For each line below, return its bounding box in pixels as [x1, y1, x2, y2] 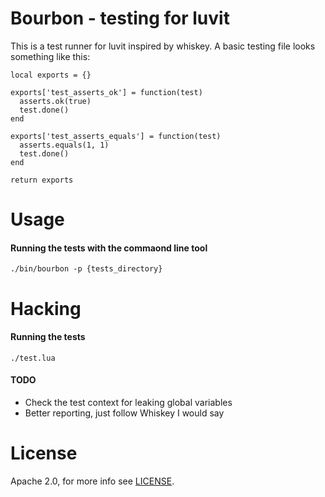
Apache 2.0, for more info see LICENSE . [10, 475, 175, 487]
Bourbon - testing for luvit [10, 7, 230, 30]
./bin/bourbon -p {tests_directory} [10, 264, 163, 274]
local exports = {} [10, 70, 92, 80]
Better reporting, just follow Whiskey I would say [24, 407, 225, 419]
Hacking [10, 297, 82, 320]
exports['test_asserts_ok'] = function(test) [10, 87, 203, 97]
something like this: [10, 50, 91, 62]
